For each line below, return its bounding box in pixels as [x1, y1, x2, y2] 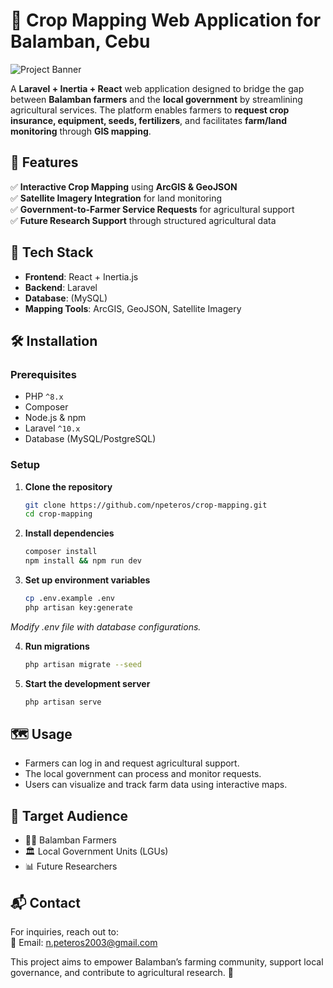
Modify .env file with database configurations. [10, 620, 202, 633]
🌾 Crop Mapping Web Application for [10, 9, 322, 32]
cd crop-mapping [24, 509, 93, 519]
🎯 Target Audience [10, 807, 129, 824]
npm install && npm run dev [24, 556, 142, 566]
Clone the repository [24, 480, 113, 493]
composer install [24, 547, 98, 557]
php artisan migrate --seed [24, 659, 142, 669]
